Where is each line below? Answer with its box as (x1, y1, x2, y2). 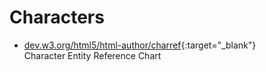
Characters (9, 6, 105, 29)
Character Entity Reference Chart (23, 49, 162, 61)
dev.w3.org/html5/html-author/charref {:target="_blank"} (23, 39, 257, 51)
